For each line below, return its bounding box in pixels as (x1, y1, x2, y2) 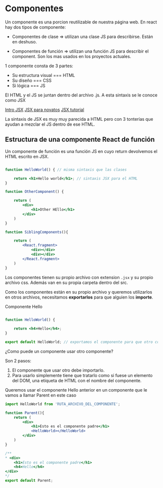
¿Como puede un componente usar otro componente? (5, 348, 114, 354)
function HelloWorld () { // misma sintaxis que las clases (5, 167, 127, 172)
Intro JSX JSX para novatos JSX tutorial (5, 107, 84, 113)
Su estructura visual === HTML (12, 72, 75, 78)
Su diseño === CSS (12, 77, 52, 83)
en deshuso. (12, 38, 37, 44)
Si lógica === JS (12, 82, 46, 88)
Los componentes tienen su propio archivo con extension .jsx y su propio (5, 274, 154, 280)
